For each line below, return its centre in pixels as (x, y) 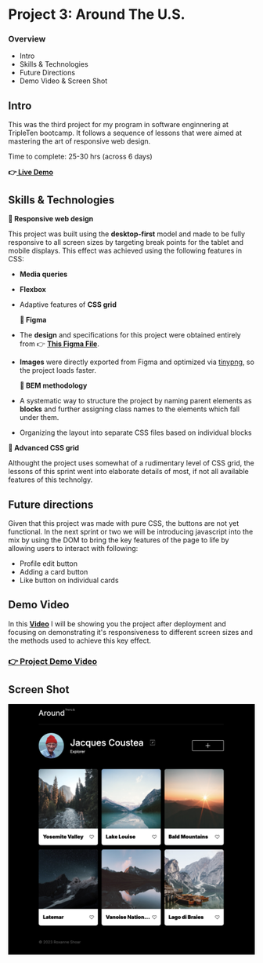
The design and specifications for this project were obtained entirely (130, 335)
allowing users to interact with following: (73, 548)
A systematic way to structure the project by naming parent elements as (135, 401)
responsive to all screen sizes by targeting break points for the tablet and (126, 243)
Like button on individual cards (69, 580)
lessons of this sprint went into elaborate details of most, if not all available (128, 472)
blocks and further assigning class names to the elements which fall (130, 409)
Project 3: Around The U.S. (97, 15)
